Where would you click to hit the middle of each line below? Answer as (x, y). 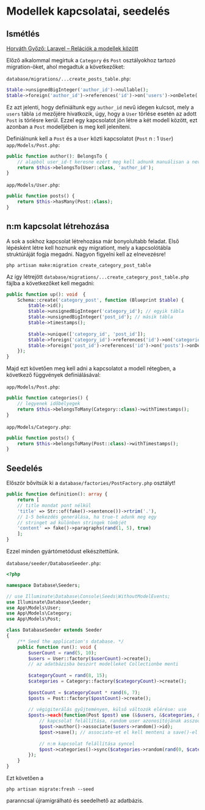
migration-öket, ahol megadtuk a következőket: (66, 67)
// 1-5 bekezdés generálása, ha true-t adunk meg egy (87, 517)
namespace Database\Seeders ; (43, 585)
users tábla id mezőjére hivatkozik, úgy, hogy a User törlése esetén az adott (102, 114)
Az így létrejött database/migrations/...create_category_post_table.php (98, 277)
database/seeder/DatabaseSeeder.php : (54, 563)
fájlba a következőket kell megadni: (50, 283)
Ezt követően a (25, 778)
